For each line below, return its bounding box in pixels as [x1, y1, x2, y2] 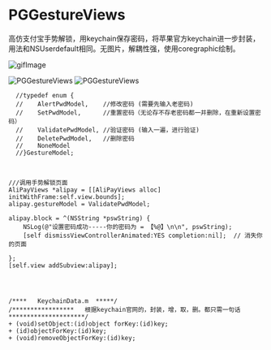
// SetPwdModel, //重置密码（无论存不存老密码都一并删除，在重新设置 [15, 108, 256, 117]
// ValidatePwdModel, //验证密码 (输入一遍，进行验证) [15, 126, 200, 134]
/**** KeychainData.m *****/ [8, 296, 118, 305]
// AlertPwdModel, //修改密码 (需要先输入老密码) [15, 100, 194, 108]
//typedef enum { [15, 91, 75, 99]
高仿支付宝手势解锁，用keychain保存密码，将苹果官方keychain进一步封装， [8, 33, 260, 43]
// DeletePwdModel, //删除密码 [15, 134, 135, 143]
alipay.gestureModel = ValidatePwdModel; [8, 200, 151, 208]
